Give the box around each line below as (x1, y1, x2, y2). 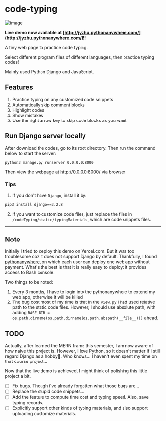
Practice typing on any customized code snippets (12, 96, 114, 102)
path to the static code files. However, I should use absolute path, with (12, 304, 156, 310)
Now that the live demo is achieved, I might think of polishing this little (5, 368, 147, 374)
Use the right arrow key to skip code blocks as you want (12, 118, 127, 123)
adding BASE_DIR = (12, 310, 50, 316)
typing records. (12, 400, 43, 406)
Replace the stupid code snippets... (12, 388, 84, 395)
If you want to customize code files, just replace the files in (12, 211, 132, 217)
